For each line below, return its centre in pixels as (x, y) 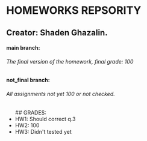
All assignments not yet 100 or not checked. (61, 94)
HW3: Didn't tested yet (43, 131)
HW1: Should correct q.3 (45, 119)
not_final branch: (28, 80)
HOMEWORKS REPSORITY (74, 10)
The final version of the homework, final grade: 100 (70, 61)
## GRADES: (31, 112)
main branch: (23, 48)
